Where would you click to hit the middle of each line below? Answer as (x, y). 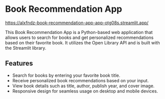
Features (19, 63)
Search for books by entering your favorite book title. (66, 75)
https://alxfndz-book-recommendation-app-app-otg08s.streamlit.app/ (77, 23)
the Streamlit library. (26, 48)
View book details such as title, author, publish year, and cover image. (83, 86)
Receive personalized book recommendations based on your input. (81, 80)
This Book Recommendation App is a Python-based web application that (79, 32)
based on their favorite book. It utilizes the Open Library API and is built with (82, 42)
